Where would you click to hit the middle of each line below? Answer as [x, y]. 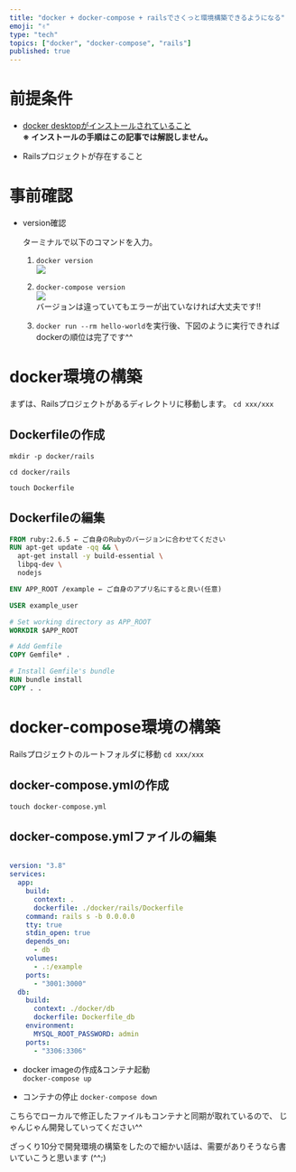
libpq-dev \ [40, 565]
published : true [40, 52]
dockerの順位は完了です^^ [84, 337]
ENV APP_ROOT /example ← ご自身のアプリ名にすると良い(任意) [116, 589]
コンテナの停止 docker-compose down [90, 1096]
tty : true [44, 925]
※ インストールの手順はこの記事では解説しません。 [117, 137]
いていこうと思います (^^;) [58, 1158]
